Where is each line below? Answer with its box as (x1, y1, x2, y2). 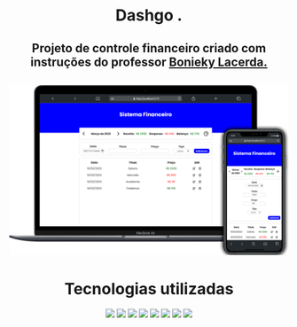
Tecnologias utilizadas (64, 279, 234, 300)
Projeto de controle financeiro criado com (31, 41, 267, 56)
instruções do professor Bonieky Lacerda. (30, 54, 268, 69)
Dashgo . (114, 5, 184, 26)
